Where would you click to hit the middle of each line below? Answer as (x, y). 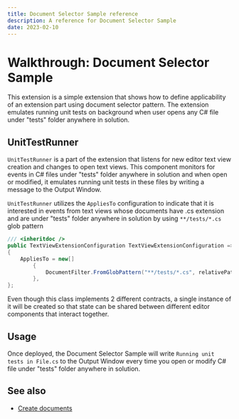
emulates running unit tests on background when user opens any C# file (113, 112)
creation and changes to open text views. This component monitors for (111, 167)
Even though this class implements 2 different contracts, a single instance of (119, 299)
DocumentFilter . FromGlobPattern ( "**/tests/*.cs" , (120, 272)
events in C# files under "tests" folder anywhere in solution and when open (117, 174)
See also (27, 391)
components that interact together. (58, 314)
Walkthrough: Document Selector (108, 62)
